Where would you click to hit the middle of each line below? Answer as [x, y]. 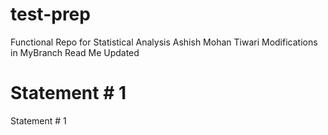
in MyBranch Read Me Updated [75, 52]
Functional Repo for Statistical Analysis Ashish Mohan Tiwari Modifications [164, 42]
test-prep [50, 14]
